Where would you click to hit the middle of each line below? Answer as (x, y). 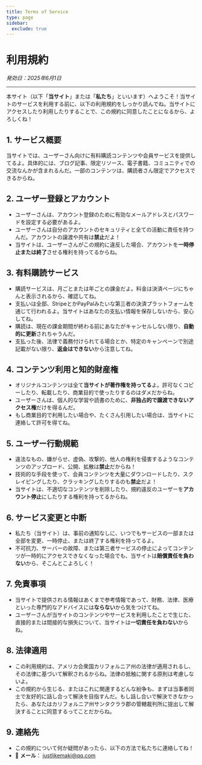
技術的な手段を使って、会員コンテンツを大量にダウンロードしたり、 (99, 474)
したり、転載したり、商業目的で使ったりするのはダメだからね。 (99, 392)
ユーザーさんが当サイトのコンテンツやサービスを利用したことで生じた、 (104, 615)
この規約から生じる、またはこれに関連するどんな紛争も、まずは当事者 (102, 689)
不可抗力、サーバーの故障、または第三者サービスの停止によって (94, 548)
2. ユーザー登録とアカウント (58, 199)
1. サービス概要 (34, 140)
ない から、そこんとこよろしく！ (54, 563)
